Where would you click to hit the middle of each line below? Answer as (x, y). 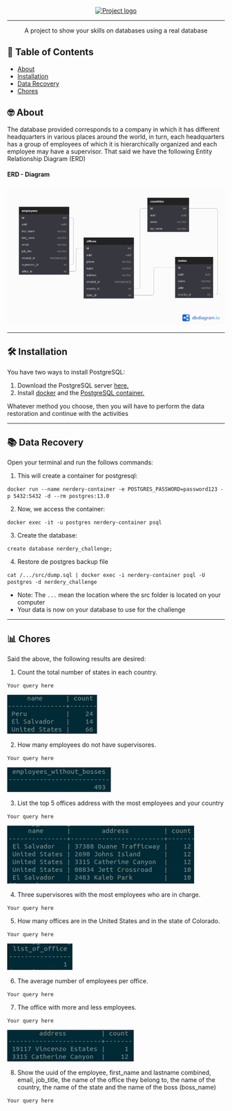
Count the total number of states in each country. (87, 672)
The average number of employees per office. (83, 981)
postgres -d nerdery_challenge (52, 582)
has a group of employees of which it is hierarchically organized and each (112, 144)
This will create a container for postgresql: (77, 476)
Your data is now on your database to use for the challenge (101, 610)
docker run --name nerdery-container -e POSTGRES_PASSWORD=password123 (112, 490)
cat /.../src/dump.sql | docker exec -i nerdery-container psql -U (106, 576)
